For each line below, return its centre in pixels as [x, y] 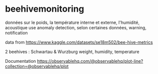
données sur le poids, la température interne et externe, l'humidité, [72, 22]
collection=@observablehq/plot [37, 66]
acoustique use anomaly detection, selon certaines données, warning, [76, 27]
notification [16, 33]
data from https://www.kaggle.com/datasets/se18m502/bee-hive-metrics [79, 42]
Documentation [21, 61]
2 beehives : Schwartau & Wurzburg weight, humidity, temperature [72, 52]
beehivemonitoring [45, 9]
